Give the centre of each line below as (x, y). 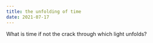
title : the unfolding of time (44, 11)
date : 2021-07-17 (28, 17)
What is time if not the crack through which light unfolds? (77, 34)
